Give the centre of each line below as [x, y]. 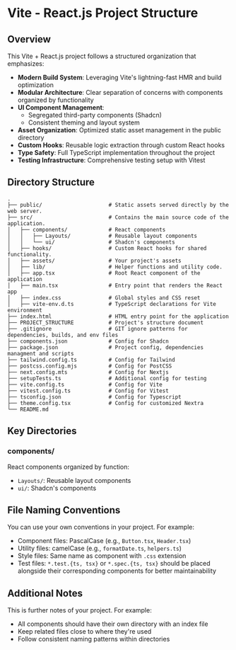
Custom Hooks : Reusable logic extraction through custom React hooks [121, 145]
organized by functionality [55, 100]
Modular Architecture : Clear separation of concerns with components [120, 92]
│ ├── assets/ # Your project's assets [94, 261]
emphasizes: [26, 64]
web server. [25, 211]
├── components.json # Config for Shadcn [88, 341]
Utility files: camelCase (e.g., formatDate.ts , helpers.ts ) [100, 548]
